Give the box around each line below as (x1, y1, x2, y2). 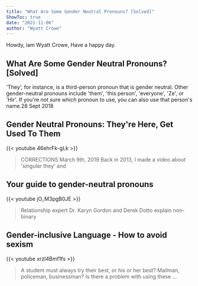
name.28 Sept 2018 (6, 102, 54, 110)
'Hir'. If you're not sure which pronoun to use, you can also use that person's (6, 96, 193, 104)
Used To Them (6, 128, 61, 139)
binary (20, 213, 37, 220)
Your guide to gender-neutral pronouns (6, 179, 154, 189)
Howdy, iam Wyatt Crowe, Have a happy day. (6, 41, 116, 49)
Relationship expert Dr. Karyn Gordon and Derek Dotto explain (20, 207, 172, 214)
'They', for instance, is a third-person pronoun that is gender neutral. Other (6, 83, 189, 91)
